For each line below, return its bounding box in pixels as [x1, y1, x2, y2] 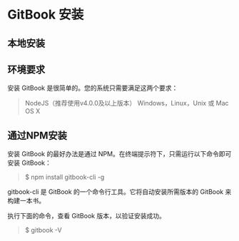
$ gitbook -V [24, 226, 62, 235]
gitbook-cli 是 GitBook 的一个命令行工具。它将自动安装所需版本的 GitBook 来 [7, 188, 232, 196]
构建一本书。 [7, 197, 45, 205]
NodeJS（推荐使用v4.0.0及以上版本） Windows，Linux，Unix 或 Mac [24, 99, 230, 108]
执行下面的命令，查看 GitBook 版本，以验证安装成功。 [7, 212, 166, 220]
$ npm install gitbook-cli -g [24, 173, 105, 182]
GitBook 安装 [7, 6, 84, 23]
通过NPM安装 [7, 129, 68, 141]
